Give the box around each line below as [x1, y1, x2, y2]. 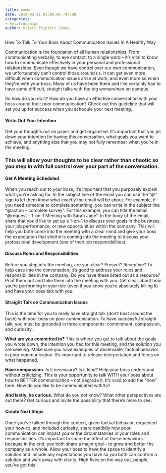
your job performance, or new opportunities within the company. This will [5, 223, 155, 229]
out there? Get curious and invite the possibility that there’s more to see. [5, 397, 152, 403]
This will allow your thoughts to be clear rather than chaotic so [5, 157, 159, 164]
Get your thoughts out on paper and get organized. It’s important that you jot [5, 129, 161, 135]
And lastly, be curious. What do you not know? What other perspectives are [5, 392, 162, 398]
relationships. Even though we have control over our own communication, [5, 65, 156, 71]
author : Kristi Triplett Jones [5, 26, 70, 31]
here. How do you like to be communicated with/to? [5, 382, 111, 388]
